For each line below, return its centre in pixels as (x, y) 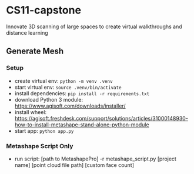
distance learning (27, 32)
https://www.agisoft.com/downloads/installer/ (70, 106)
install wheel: (31, 112)
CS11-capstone (44, 10)
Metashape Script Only (40, 146)
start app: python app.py (44, 130)
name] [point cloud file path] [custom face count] (74, 165)
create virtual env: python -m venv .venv (63, 81)
